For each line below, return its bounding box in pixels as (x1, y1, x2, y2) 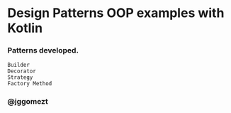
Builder (7, 62, 30, 69)
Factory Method (7, 80, 52, 87)
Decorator (7, 68, 37, 75)
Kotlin (7, 20, 43, 36)
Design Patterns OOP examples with (7, 5, 225, 21)
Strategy (7, 74, 33, 81)
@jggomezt (7, 97, 48, 107)
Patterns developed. (7, 45, 79, 55)
